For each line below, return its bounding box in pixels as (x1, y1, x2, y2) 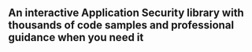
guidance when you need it (8, 31, 144, 44)
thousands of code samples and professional (8, 19, 235, 32)
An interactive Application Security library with (8, 6, 244, 20)
